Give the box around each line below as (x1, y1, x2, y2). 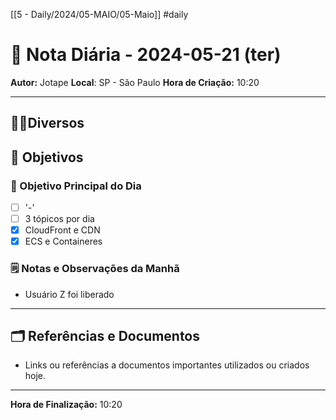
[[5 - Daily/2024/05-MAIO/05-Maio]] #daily (10, 9, 189, 20)
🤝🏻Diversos (10, 115, 85, 132)
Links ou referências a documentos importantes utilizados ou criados (24, 359, 310, 371)
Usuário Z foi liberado (24, 288, 115, 300)
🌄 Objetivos (10, 149, 84, 166)
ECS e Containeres (24, 235, 103, 248)
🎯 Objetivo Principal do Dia (10, 179, 142, 193)
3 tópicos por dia (24, 213, 95, 225)
